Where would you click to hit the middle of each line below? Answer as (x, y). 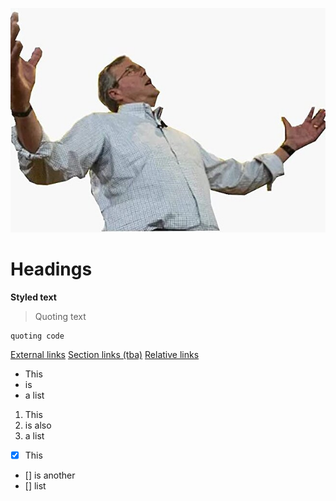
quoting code (37, 336)
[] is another (50, 475)
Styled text (33, 297)
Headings (51, 269)
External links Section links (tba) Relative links (105, 355)
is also (38, 425)
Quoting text (60, 317)
